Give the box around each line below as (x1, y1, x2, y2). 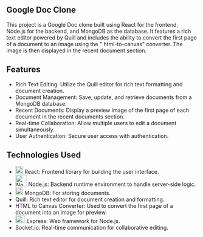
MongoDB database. (15, 100, 67, 107)
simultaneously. (15, 126, 55, 133)
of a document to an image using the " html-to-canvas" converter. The (6, 40, 184, 47)
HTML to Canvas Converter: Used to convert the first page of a (15, 202, 173, 210)
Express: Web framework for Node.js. (26, 218, 120, 225)
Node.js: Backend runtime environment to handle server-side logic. (28, 180, 196, 188)
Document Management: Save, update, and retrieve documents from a (15, 94, 192, 101)
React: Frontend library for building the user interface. (24, 168, 159, 176)
